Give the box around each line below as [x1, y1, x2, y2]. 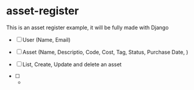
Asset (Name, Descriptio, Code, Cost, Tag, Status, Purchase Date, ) [22, 48, 189, 55]
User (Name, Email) [22, 36, 71, 43]
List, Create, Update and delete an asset [22, 61, 122, 68]
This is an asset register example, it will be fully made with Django [6, 24, 169, 31]
